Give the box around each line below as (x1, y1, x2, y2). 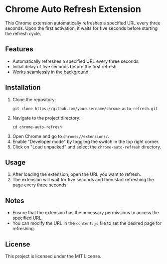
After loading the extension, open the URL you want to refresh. (12, 171, 141, 177)
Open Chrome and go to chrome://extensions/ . (12, 133, 110, 139)
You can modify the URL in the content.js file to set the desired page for (12, 220, 162, 226)
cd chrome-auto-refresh (12, 125, 62, 130)
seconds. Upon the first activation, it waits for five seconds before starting (5, 25, 158, 31)
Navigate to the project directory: (12, 115, 81, 121)
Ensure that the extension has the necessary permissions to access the (12, 210, 160, 216)
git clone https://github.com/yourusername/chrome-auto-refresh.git (12, 106, 158, 111)
